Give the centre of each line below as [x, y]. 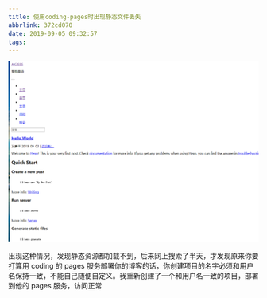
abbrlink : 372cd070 [41, 25]
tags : [17, 42]
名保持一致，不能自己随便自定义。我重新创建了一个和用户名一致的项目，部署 [133, 276]
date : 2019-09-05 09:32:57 [53, 33]
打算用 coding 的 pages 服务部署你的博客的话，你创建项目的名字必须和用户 [131, 265]
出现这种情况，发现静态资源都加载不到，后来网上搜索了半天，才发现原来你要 [133, 256]
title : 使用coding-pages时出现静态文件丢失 [75, 17]
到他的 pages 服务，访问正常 [55, 285]
